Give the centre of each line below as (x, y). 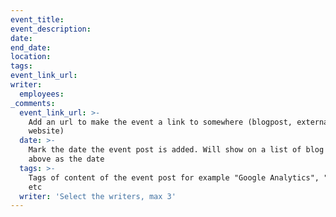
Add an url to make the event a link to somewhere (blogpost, (160, 122)
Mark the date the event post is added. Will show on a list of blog (176, 150)
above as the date (66, 159)
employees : (42, 94)
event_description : (51, 29)
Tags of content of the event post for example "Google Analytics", (174, 177)
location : (31, 57)
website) (46, 131)
